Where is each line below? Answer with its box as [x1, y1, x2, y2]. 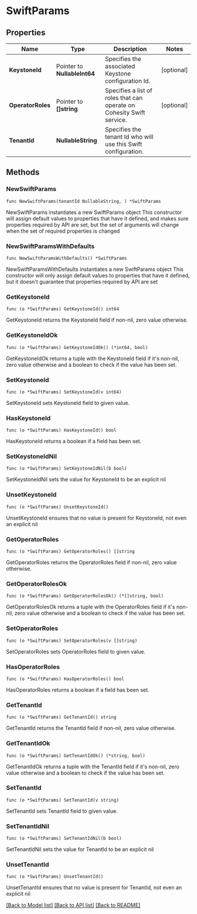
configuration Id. [104, 77, 151, 85]
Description [113, 45, 147, 53]
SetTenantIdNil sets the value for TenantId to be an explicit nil [6, 846, 154, 853]
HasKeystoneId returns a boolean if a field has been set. [6, 438, 142, 445]
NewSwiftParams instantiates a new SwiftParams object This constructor [6, 209, 182, 216]
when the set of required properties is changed [6, 227, 120, 235]
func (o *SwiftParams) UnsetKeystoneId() [6, 504, 109, 510]
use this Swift [104, 140, 142, 148]
